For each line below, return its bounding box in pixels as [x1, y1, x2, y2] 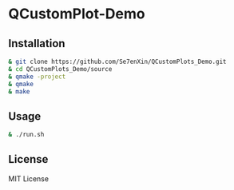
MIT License [8, 173, 50, 184]
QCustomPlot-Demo [8, 5, 145, 23]
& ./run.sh [8, 131, 45, 139]
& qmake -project [8, 73, 66, 81]
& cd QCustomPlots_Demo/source [8, 65, 113, 73]
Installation [8, 37, 65, 50]
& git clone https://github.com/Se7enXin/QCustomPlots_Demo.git [8, 57, 227, 65]
